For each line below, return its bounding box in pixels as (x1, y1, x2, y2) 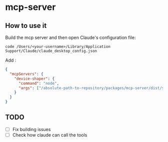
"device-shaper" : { (14, 76, 55, 81)
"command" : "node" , (18, 81, 59, 86)
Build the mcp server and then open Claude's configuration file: (5, 34, 136, 40)
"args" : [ (18, 85, 39, 91)
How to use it (5, 21, 47, 30)
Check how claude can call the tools (12, 132, 87, 138)
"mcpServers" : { (9, 71, 43, 76)
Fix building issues (12, 126, 51, 132)
